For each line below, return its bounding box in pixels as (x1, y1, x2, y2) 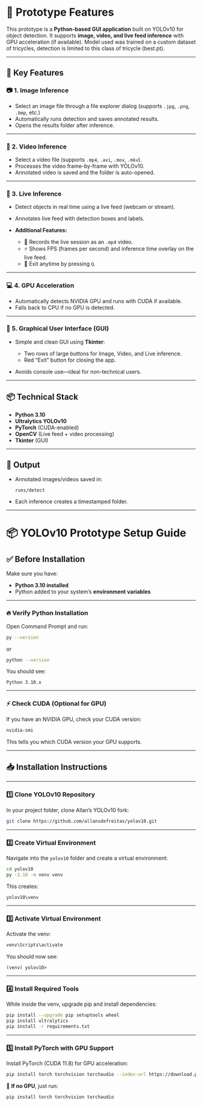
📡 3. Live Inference (6, 190, 62, 198)
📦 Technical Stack (6, 392, 78, 402)
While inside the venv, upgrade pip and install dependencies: (6, 1000, 158, 1008)
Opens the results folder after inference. (14, 121, 115, 129)
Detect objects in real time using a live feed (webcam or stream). (14, 203, 176, 211)
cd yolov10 (6, 866, 34, 872)
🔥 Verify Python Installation (6, 609, 88, 618)
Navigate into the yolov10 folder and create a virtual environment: (6, 854, 168, 861)
